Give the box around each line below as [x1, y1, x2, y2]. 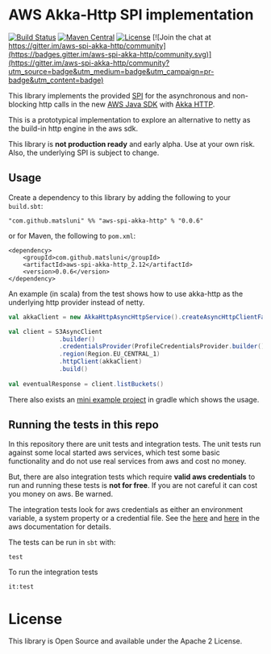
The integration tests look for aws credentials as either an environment [8, 505, 244, 514]
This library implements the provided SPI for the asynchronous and [8, 90, 231, 100]
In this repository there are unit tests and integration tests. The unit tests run [8, 439, 261, 449]
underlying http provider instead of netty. [8, 297, 145, 307]
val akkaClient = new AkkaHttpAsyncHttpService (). [8, 313, 182, 321]
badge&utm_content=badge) [8, 75, 104, 85]
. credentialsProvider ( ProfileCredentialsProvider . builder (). [59, 343, 269, 351]
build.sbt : [8, 201, 44, 210]
